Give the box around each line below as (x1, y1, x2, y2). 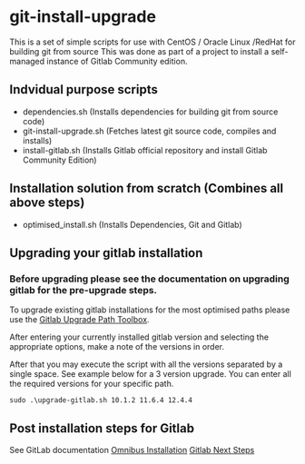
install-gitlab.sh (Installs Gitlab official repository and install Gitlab (22, 144, 268, 155)
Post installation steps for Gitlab (9, 420, 195, 436)
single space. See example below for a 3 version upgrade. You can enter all (9, 369, 292, 380)
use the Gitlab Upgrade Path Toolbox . (9, 314, 150, 325)
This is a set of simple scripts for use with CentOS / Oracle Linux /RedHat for (9, 36, 296, 47)
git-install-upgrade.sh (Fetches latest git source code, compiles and (22, 125, 277, 136)
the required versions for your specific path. (9, 379, 174, 390)
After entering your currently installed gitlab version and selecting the (9, 331, 270, 342)
